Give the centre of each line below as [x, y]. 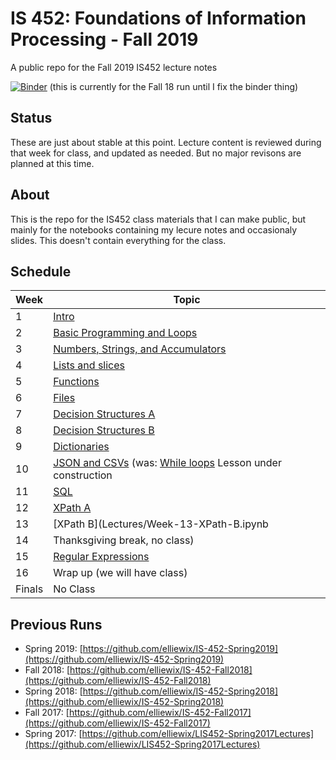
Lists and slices [89, 365]
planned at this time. [52, 163]
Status [31, 118]
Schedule [41, 271]
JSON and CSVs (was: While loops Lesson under [167, 463]
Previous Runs [56, 624]
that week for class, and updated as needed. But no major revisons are [156, 153]
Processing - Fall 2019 [104, 39]
